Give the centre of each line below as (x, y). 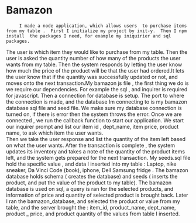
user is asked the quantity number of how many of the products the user (93, 58)
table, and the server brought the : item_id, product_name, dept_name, (91, 207)
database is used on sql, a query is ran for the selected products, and (90, 188)
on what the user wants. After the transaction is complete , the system (91, 145)
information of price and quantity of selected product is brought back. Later (97, 195)
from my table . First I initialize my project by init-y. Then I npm (97, 31)
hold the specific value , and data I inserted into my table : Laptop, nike (91, 164)
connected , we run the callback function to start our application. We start (95, 120)
